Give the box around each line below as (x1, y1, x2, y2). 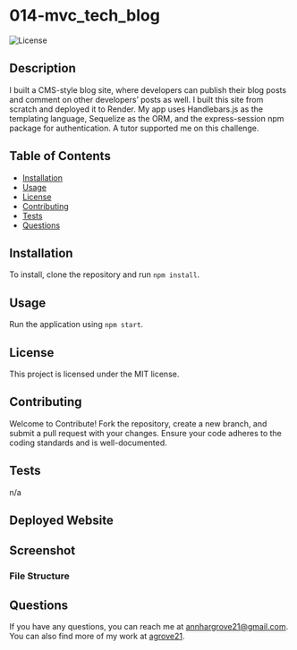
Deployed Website (9, 513, 115, 528)
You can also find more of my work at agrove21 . (9, 631, 185, 642)
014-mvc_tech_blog (9, 5, 161, 26)
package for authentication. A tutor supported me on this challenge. (9, 122, 259, 133)
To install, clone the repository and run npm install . (9, 269, 199, 280)
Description (9, 61, 76, 76)
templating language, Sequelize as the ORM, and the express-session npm (9, 113, 284, 123)
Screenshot (9, 543, 76, 559)
